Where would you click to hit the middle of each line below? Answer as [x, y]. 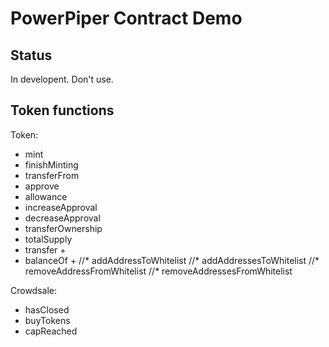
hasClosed [47, 309]
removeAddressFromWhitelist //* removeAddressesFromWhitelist [158, 271]
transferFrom [52, 175]
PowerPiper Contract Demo [126, 18]
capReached [51, 331]
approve [42, 186]
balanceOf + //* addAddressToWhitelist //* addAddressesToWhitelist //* [172, 260]
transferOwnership [63, 228]
